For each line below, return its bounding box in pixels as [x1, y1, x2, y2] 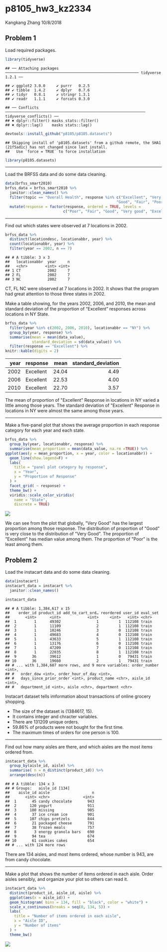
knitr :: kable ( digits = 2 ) [5, 348, 59, 354]
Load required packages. [5, 47, 57, 53]
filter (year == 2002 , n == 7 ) [9, 246, 72, 251]
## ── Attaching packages [5, 66, 59, 71]
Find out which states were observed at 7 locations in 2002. [5, 222, 128, 228]
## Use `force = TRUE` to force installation [5, 149, 106, 154]
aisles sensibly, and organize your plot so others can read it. [5, 876, 128, 882]
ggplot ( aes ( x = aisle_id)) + [9, 895, 70, 900]
